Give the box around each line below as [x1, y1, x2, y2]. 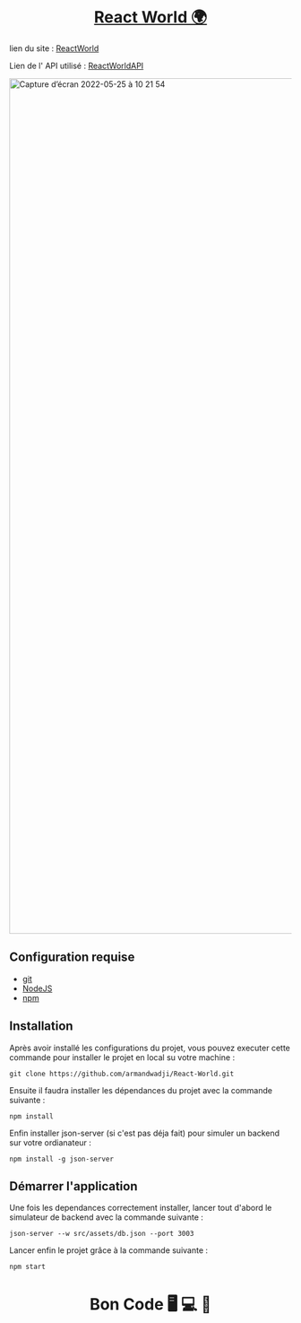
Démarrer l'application [9, 1179, 138, 1194]
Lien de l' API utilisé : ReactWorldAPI [9, 60, 144, 71]
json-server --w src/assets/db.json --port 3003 [9, 1230, 194, 1239]
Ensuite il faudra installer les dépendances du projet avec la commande [9, 1084, 273, 1095]
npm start [9, 1262, 47, 1272]
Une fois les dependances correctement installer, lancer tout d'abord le [9, 1203, 272, 1214]
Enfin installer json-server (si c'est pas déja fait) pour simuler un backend [9, 1127, 280, 1138]
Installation [9, 1019, 73, 1034]
